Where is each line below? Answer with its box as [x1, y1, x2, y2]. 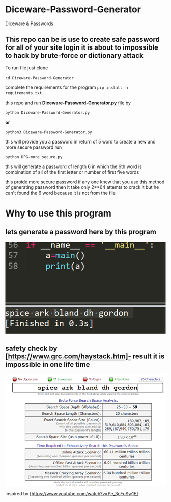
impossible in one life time [5, 360, 90, 369]
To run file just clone [5, 65, 48, 71]
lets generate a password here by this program [5, 228, 157, 236]
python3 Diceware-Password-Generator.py [5, 129, 93, 135]
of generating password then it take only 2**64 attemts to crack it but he [5, 184, 159, 190]
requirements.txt [5, 90, 42, 95]
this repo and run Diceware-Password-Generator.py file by [5, 100, 131, 106]
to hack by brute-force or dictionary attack [5, 51, 144, 60]
